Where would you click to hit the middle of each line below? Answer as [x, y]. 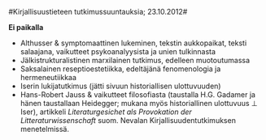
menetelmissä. [44, 129]
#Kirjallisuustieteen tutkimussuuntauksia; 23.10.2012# [98, 12]
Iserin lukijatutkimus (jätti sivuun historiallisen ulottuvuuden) [120, 86]
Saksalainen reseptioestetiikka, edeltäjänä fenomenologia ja [120, 69]
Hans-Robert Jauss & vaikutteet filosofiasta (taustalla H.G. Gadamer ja [138, 95]
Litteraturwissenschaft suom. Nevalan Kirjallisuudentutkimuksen [128, 120]
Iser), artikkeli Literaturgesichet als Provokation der [106, 112]
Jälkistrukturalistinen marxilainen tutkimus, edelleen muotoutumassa [135, 60]
